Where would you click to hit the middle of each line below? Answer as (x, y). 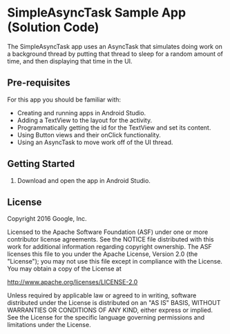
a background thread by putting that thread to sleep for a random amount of (115, 54)
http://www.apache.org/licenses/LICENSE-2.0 (73, 282)
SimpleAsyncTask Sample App (97, 13)
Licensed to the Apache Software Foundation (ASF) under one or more (108, 232)
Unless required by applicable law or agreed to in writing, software (102, 295)
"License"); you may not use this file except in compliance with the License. (115, 262)
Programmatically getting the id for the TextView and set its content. (114, 127)
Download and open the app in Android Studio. (84, 180)
